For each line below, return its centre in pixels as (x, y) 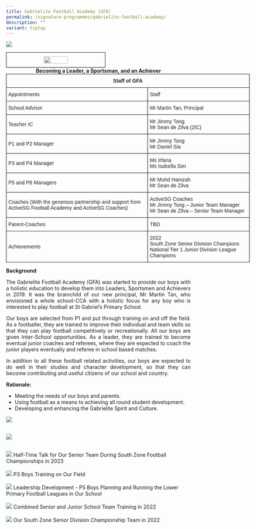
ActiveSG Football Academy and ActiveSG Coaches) (68, 208)
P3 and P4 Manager (31, 163)
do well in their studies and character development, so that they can (98, 367)
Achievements (25, 247)
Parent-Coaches (27, 224)
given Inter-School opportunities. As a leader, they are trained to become (98, 337)
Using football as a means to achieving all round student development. (100, 402)
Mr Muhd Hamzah (170, 180)
